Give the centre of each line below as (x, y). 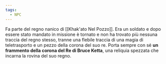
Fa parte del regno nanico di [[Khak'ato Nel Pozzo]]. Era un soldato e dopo (83, 29)
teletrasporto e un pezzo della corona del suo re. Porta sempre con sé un (82, 45)
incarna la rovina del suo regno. (38, 55)
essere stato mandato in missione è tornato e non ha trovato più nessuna (81, 34)
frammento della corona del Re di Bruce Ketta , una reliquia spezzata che (82, 50)
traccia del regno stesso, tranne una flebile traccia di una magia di (74, 40)
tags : (11, 10)
